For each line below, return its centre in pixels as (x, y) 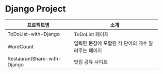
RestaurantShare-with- (34, 59)
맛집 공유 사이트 (91, 62)
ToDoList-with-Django (34, 34)
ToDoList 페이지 (91, 34)
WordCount (21, 47)
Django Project (36, 9)
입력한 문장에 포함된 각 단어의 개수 (110, 43)
